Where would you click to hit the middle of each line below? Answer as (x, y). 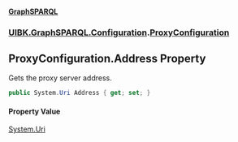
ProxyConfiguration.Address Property (107, 58)
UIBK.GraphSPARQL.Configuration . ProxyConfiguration (119, 32)
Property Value (35, 111)
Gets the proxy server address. (60, 78)
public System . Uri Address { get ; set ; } (80, 93)
